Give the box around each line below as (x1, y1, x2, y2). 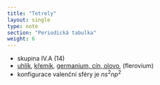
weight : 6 (7, 36, 36, 42)
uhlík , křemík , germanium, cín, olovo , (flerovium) (16, 62, 154, 70)
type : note (7, 23, 38, 29)
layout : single (7, 16, 51, 23)
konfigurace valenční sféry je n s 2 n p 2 (16, 69, 122, 78)
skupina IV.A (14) (16, 54, 65, 62)
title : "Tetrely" (7, 10, 57, 17)
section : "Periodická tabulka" (7, 29, 97, 36)
